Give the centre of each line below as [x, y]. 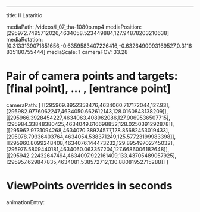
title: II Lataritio [24, 15]
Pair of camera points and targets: [92, 76]
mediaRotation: [25, 39]
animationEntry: [25, 202]
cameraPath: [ [24, 105]
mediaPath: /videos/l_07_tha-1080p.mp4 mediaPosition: [74, 27]
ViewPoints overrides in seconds [89, 186]
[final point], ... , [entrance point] [89, 89]
